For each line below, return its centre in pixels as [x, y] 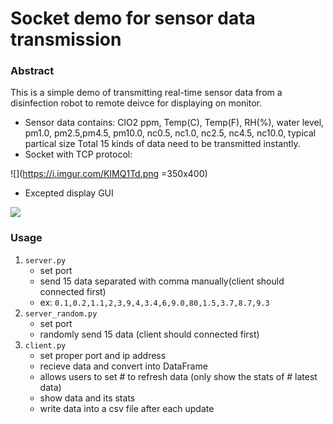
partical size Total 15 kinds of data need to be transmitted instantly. [162, 144]
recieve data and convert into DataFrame [123, 366]
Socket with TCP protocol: [78, 154]
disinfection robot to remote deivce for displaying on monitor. [136, 103]
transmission [66, 39]
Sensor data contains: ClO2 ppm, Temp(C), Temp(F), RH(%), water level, [174, 123]
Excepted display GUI [69, 193]
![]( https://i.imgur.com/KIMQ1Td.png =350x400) [109, 174]
